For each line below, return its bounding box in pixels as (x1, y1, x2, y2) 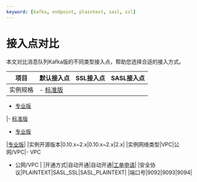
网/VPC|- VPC (6, 148, 41, 155)
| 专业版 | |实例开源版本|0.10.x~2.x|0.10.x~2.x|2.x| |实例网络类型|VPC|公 (6, 140, 180, 148)
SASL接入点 (111, 74, 145, 82)
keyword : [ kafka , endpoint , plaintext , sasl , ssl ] (6, 8, 136, 15)
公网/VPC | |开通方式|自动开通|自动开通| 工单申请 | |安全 (14, 161, 151, 168)
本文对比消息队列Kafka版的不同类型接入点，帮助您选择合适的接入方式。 (6, 58, 184, 65)
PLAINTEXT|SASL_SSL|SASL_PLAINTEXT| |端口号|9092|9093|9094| (22, 169, 193, 176)
